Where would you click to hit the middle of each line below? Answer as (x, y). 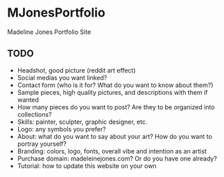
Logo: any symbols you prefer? (61, 129)
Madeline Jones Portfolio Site (49, 32)
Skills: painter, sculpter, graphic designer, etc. (82, 122)
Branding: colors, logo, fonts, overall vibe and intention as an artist (112, 151)
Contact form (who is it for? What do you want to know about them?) (115, 85)
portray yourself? (42, 144)
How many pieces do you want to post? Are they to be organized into (116, 107)
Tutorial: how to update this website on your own (87, 166)
